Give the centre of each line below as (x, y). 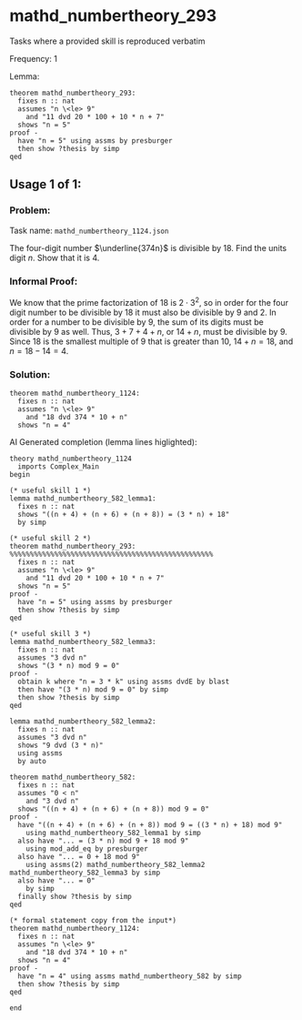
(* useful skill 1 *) (50, 490)
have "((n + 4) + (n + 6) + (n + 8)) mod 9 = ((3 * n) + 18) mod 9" (150, 824)
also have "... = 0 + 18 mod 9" (79, 856)
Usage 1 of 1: (45, 184)
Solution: (30, 374)
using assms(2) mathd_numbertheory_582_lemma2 (116, 864)
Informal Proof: (44, 281)
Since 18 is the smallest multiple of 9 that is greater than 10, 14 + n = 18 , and (151, 341)
